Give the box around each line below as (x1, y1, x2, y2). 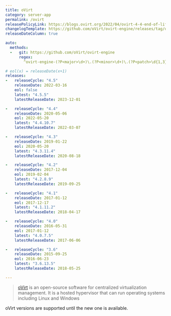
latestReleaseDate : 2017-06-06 (14, 238, 81, 243)
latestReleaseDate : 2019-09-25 (14, 181, 81, 187)
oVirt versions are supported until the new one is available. (5, 305, 128, 311)
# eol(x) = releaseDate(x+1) (5, 68, 67, 74)
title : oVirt (5, 7, 33, 13)
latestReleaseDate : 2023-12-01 (14, 97, 81, 102)
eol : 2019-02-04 (14, 172, 49, 177)
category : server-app (5, 12, 51, 17)
